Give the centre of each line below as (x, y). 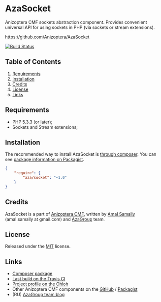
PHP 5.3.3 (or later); (32, 122)
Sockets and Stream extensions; (45, 127)
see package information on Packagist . (45, 160)
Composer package (32, 274)
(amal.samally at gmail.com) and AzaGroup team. (55, 219)
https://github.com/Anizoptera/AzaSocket (47, 37)
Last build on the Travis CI (39, 279)
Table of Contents (33, 62)
